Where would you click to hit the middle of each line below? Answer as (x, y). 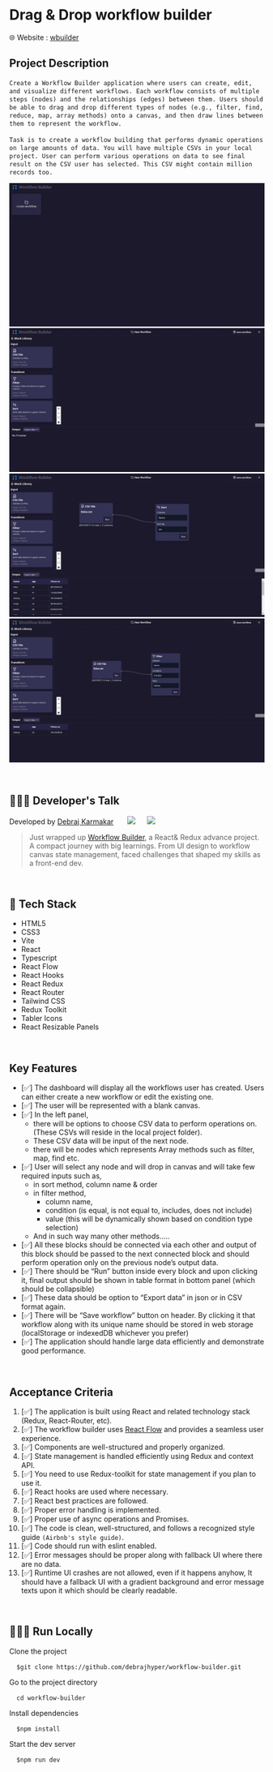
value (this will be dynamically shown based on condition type (149, 1219)
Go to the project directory (53, 1682)
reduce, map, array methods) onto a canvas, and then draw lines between (136, 115)
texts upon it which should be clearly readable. (99, 1590)
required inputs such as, (61, 1176)
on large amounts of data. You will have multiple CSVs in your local (131, 148)
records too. (31, 172)
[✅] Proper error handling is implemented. (91, 1510)
